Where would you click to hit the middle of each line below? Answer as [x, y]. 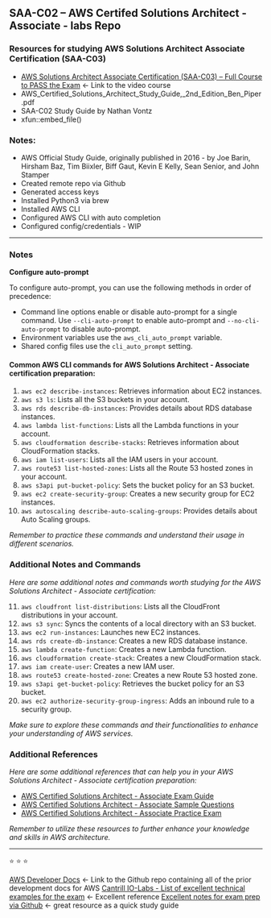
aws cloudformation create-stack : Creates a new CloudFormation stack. [141, 658]
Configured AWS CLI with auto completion [91, 218]
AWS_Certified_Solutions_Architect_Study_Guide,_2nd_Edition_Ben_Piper [141, 93]
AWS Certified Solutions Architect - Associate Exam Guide [117, 796]
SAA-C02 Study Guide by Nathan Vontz [86, 110]
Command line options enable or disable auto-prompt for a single [129, 312]
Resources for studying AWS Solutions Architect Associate [127, 49]
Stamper [35, 174]
